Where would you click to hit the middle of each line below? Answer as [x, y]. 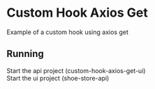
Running [25, 54]
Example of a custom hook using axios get [67, 32]
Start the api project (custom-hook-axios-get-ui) [76, 70]
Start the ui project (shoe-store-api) [58, 78]
